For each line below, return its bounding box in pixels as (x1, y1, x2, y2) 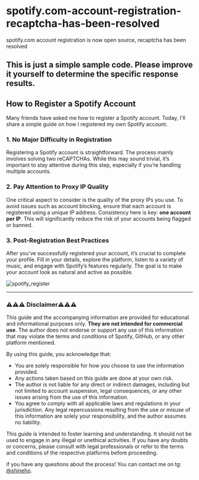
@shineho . (6, 467, 33, 474)
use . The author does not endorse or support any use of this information (6, 326, 184, 333)
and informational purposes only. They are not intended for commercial (6, 320, 182, 328)
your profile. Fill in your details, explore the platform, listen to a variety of (6, 256, 184, 263)
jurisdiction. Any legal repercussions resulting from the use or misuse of (14, 406, 191, 414)
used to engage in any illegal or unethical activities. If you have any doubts (6, 437, 188, 444)
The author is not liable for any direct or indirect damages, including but (14, 381, 190, 388)
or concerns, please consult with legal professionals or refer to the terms (6, 443, 184, 450)
